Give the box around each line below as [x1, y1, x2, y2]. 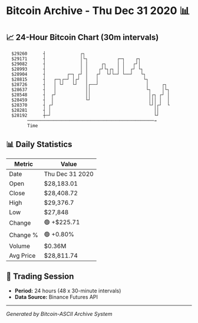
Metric [14, 159, 34, 168]
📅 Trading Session [6, 271, 74, 282]
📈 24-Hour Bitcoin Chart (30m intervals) [6, 32, 159, 42]
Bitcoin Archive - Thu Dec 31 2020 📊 [6, 4, 190, 18]
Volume [9, 242, 31, 250]
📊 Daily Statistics [6, 139, 72, 149]
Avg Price [9, 251, 36, 259]
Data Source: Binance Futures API [14, 293, 98, 300]
